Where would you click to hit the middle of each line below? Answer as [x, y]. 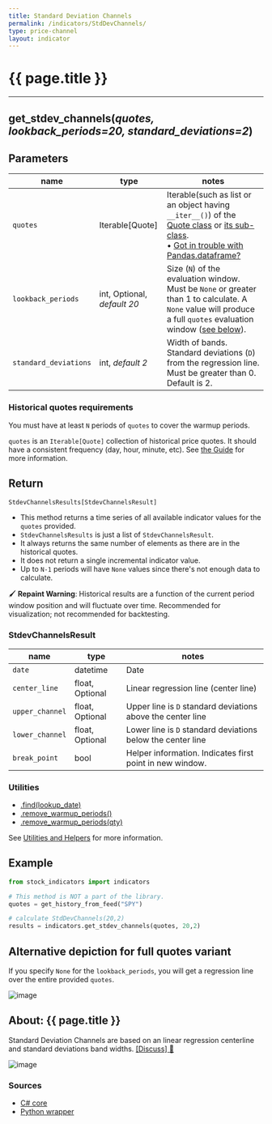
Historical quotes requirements [71, 407]
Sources [25, 1085]
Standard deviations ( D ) [211, 353]
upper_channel [40, 711]
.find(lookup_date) [51, 805]
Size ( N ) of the [194, 269]
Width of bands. [198, 343]
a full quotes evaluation [210, 319]
